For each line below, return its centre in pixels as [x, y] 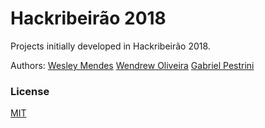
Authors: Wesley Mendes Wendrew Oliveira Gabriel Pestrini [132, 65]
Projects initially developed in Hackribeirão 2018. [110, 46]
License [30, 91]
